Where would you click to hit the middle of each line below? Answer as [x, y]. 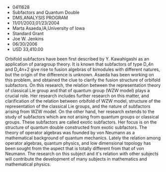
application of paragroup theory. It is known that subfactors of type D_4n [79, 64]
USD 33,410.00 [28, 49]
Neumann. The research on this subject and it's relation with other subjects [82, 154]
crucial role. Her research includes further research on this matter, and [77, 96]
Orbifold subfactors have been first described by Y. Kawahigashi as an [77, 59]
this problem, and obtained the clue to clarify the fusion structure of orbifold [83, 80]
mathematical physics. [28, 164]
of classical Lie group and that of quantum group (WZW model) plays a [78, 90]
